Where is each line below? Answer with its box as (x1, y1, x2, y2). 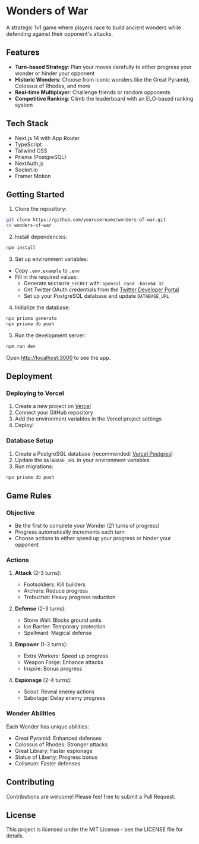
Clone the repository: (14, 205, 67, 213)
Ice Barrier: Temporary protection (23, 623, 106, 630)
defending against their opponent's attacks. (6, 30, 113, 37)
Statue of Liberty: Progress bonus (14, 753, 98, 761)
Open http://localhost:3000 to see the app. (6, 354, 111, 361)
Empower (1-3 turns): (14, 641, 68, 648)
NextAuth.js (14, 160, 44, 167)
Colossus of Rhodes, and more (14, 82, 91, 89)
